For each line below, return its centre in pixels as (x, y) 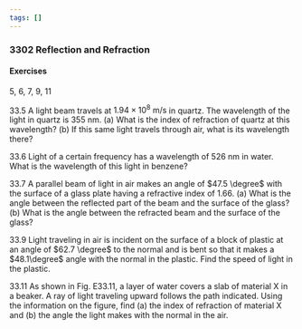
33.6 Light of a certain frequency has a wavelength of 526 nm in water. (142, 157)
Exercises (28, 71)
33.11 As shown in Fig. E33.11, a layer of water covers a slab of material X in (149, 286)
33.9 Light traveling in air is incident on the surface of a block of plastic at (146, 240)
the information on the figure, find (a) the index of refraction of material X (146, 305)
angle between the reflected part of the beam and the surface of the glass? (150, 203)
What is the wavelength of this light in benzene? (99, 166)
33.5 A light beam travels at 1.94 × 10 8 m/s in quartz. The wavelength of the (150, 110)
